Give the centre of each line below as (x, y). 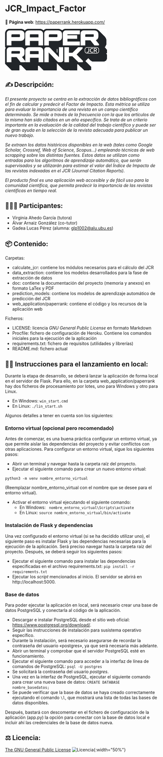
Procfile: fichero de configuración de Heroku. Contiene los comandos (82, 333)
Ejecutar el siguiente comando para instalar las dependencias (74, 561)
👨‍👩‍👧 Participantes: (34, 206)
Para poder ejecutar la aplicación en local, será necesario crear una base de (81, 605)
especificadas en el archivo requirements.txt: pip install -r (73, 566)
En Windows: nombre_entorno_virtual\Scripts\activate (77, 507)
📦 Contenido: (27, 244)
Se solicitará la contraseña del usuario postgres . (60, 672)
